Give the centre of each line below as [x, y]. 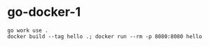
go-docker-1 [44, 12]
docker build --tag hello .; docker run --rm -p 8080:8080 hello [104, 36]
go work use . [28, 30]
